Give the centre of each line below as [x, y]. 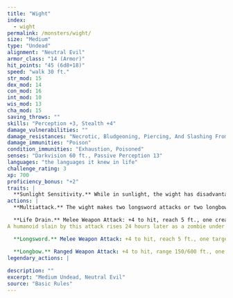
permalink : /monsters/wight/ [49, 33]
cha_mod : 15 [24, 110]
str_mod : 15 [24, 78]
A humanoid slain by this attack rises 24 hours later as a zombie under [116, 226]
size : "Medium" [29, 40]
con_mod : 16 [24, 91]
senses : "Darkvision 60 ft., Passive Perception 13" [85, 156]
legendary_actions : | [38, 258]
